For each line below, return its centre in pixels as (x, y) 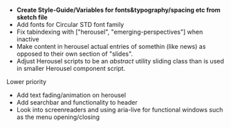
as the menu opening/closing (58, 117)
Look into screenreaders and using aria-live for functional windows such (120, 110)
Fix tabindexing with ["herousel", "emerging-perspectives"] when (110, 32)
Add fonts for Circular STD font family (70, 24)
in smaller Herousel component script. (71, 68)
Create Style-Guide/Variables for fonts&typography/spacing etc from (118, 10)
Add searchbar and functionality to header (77, 102)
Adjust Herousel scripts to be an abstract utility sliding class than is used (120, 61)
